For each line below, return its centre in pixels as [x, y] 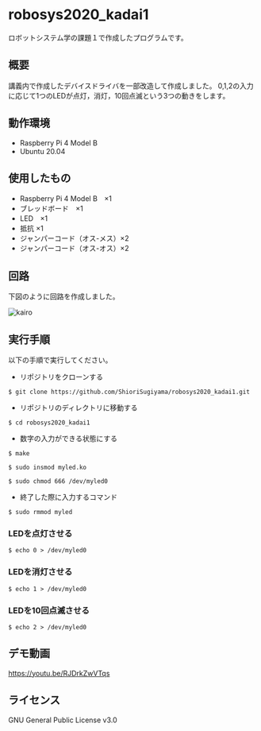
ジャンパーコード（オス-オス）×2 [74, 249]
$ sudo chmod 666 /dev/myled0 [58, 482]
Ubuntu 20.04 [42, 151]
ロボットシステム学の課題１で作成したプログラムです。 [98, 37]
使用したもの [40, 178]
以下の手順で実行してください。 [60, 360]
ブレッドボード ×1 [51, 209]
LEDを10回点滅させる [49, 610]
